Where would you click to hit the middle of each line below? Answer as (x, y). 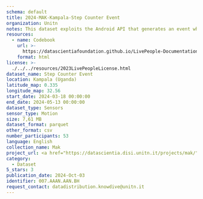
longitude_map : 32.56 (34, 91)
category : (19, 158)
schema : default (27, 12)
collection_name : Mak (34, 147)
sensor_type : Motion (32, 113)
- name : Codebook (34, 40)
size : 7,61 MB (24, 119)
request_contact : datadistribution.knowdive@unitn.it (76, 187)
